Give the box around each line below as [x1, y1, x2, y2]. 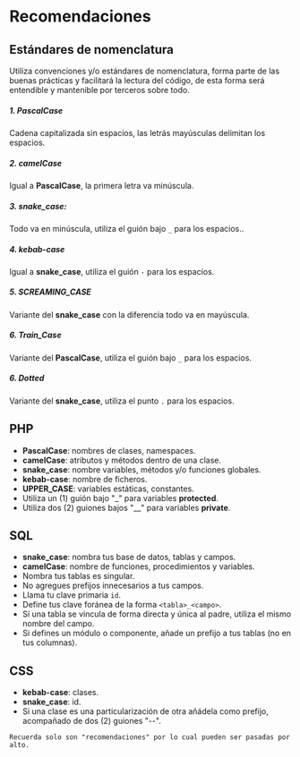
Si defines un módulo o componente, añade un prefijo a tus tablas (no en [21, 628, 292, 639]
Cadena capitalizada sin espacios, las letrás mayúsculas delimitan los [9, 127, 266, 138]
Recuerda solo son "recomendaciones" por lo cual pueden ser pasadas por [9, 733, 291, 742]
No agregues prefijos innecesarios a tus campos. [21, 580, 204, 591]
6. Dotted [9, 373, 45, 384]
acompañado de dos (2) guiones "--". [21, 716, 161, 727]
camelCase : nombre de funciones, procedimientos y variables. [21, 561, 255, 572]
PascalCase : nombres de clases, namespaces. [21, 445, 196, 455]
